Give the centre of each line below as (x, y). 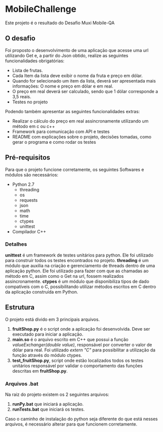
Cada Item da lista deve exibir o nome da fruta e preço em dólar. (77, 76)
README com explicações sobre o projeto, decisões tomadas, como (82, 136)
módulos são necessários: (32, 174)
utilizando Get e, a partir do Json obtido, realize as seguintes (67, 55)
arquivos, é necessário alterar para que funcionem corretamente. (71, 424)
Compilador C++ (29, 231)
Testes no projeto (30, 102)
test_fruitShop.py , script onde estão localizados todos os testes (78, 360)
